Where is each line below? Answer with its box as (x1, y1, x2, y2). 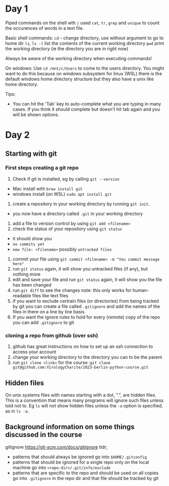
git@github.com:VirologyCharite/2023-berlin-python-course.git (12, 365, 149, 370)
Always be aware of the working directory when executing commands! (5, 55, 152, 61)
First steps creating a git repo (5, 165, 79, 172)
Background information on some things (5, 422, 135, 431)
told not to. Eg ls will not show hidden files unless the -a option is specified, (5, 402, 163, 409)
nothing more (12, 271, 41, 277)
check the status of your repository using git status (12, 226, 123, 232)
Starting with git (5, 149, 57, 158)
